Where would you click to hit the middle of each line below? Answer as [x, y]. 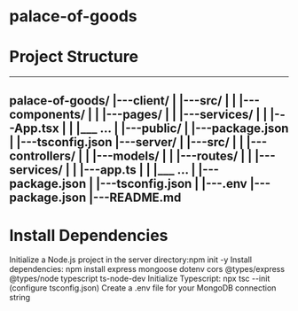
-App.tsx [34, 128]
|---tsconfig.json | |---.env [172, 183]
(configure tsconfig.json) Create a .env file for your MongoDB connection [143, 288]
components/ [47, 114]
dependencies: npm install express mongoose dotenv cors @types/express [147, 269]
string [20, 298]
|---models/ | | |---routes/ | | [172, 155]
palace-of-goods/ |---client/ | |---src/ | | [123, 101]
